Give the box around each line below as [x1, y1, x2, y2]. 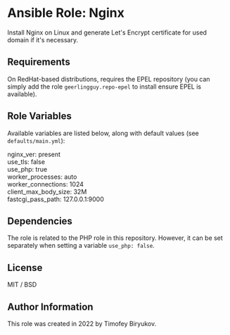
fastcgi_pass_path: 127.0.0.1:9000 [7, 195, 104, 203]
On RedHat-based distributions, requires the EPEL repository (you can [7, 75, 210, 83]
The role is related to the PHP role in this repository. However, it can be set [7, 234, 223, 242]
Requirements [7, 56, 70, 68]
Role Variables [7, 110, 72, 122]
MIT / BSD [7, 280, 37, 289]
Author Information [7, 301, 94, 312]
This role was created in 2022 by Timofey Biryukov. [7, 320, 157, 328]
